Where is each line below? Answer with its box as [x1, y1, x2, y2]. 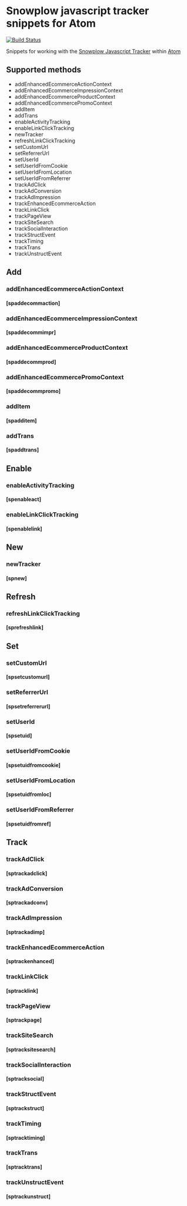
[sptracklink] [6, 987, 38, 994]
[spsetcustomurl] [6, 674, 50, 681]
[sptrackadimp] [6, 928, 45, 935]
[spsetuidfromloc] [6, 791, 52, 798]
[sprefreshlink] [6, 624, 44, 631]
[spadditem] [6, 417, 37, 424]
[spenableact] [6, 496, 41, 503]
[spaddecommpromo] [6, 388, 61, 395]
